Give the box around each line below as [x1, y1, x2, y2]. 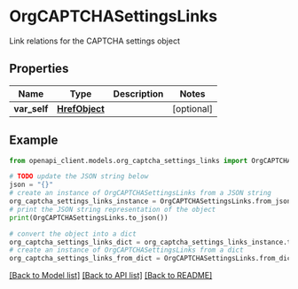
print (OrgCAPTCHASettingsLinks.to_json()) [9, 213, 169, 223]
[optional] [172, 102, 213, 114]
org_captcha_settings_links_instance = [9, 197, 157, 206]
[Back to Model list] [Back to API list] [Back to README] [9, 270, 213, 281]
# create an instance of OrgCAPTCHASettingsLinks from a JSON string [9, 189, 272, 198]
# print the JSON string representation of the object [9, 205, 216, 214]
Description [113, 87, 164, 99]
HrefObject [57, 102, 105, 114]
